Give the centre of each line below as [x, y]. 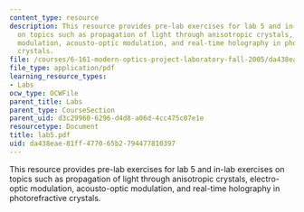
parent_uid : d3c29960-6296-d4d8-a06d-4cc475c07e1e [107, 118]
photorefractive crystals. [55, 198]
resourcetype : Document [54, 127]
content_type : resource [54, 18]
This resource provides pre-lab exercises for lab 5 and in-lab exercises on [147, 169]
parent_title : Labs [46, 101]
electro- [265, 179]
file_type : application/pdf [62, 69]
